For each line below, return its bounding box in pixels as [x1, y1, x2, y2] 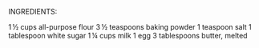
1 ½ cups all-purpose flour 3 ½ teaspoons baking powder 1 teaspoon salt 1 [8, 22, 253, 31]
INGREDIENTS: [8, 7, 58, 16]
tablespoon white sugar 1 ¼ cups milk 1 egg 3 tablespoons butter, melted [8, 31, 248, 40]
